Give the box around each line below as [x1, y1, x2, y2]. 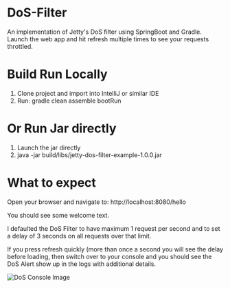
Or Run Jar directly [7, 121, 117, 136]
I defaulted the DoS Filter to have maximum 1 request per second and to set [7, 224, 220, 232]
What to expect [7, 175, 96, 190]
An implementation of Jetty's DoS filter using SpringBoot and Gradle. [7, 28, 203, 36]
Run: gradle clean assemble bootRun [16, 96, 122, 105]
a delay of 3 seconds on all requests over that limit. [7, 232, 152, 240]
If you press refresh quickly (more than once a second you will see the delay [7, 245, 224, 253]
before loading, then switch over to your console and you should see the [7, 252, 212, 260]
